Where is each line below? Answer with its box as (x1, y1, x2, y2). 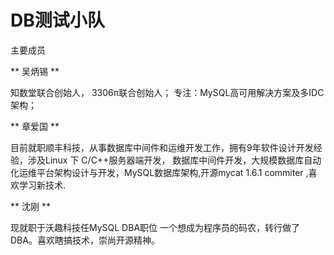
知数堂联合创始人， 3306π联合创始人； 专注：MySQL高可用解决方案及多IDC (10, 86, 325, 98)
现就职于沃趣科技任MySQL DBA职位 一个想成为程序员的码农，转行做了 (10, 221, 300, 233)
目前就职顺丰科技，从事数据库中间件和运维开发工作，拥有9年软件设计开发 (10, 141, 314, 153)
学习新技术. (18, 179, 67, 191)
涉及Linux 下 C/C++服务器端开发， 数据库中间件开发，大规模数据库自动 (27, 154, 322, 166)
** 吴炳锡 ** (10, 65, 60, 77)
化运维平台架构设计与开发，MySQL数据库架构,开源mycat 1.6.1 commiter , (10, 166, 309, 178)
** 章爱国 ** (10, 120, 60, 132)
